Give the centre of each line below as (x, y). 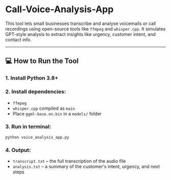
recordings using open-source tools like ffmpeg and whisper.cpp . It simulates (85, 28)
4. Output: (18, 150)
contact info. (19, 40)
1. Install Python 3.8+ (32, 78)
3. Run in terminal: (28, 127)
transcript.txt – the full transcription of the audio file (69, 161)
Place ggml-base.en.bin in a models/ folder (57, 113)
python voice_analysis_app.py (37, 137)
